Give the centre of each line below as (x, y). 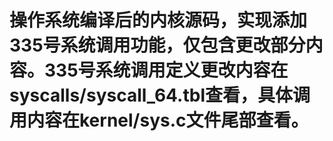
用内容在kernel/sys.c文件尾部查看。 (159, 120)
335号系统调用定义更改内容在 (166, 70)
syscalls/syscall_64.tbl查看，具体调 (160, 95)
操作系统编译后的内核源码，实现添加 (158, 20)
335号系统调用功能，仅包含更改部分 (157, 45)
